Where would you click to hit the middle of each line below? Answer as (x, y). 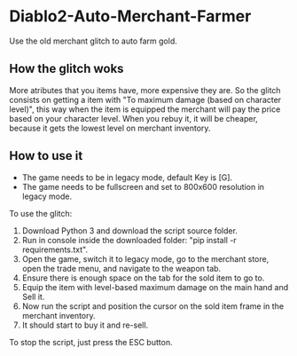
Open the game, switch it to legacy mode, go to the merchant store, (145, 258)
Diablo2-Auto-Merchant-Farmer (130, 16)
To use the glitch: (41, 213)
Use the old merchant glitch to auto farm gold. (93, 41)
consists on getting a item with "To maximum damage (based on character (145, 99)
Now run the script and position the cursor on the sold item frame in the (153, 306)
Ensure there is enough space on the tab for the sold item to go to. (143, 278)
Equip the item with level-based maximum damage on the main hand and (155, 287)
